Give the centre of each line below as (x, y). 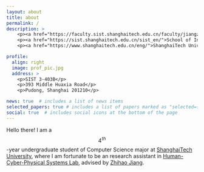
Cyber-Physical (26, 163)
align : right (28, 62)
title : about (23, 18)
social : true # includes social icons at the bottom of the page (92, 113)
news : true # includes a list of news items (65, 101)
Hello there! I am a (29, 130)
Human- (173, 156)
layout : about (24, 12)
